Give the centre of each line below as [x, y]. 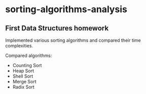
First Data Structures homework [57, 28]
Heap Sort [23, 71]
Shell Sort [23, 76]
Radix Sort [23, 87]
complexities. [19, 46]
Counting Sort [27, 65]
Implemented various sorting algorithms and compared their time [73, 40]
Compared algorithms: [29, 55]
